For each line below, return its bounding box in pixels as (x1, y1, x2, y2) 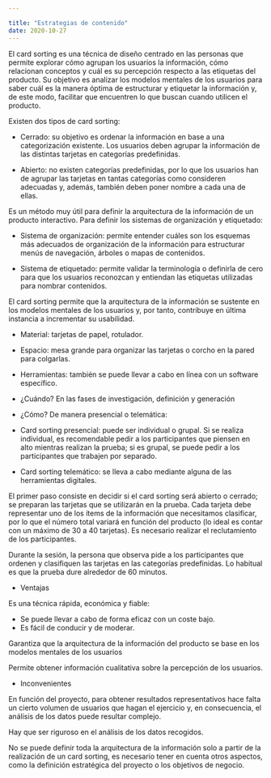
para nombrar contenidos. (19, 280, 108, 290)
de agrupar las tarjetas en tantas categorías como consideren (19, 173, 227, 183)
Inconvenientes (19, 678, 72, 688)
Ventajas (19, 583, 50, 592)
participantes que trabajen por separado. (19, 451, 158, 460)
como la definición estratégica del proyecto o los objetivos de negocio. (8, 759, 245, 770)
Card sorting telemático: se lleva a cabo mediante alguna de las (19, 467, 232, 477)
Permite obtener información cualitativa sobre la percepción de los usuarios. (8, 662, 263, 673)
